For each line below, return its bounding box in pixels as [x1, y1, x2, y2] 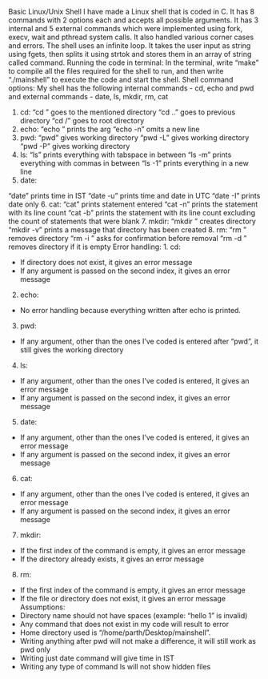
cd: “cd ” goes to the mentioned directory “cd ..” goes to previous [19, 107, 236, 117]
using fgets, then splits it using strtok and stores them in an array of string [8, 50, 252, 58]
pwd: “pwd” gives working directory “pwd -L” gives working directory [19, 133, 250, 143]
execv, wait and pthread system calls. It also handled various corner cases [8, 32, 254, 42]
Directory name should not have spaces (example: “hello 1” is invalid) [19, 611, 248, 620]
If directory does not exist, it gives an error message [19, 258, 193, 267]
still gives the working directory [19, 345, 124, 355]
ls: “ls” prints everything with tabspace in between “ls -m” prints [19, 150, 232, 159]
